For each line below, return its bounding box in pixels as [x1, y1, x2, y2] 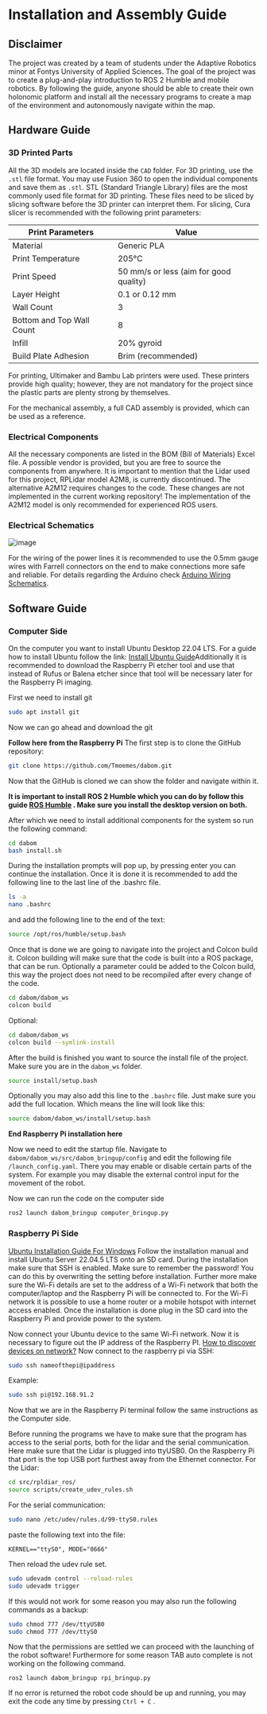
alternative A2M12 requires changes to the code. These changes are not [8, 483, 245, 492]
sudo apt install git [8, 708, 80, 716]
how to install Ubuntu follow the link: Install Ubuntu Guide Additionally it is [8, 652, 247, 661]
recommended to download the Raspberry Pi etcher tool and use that [8, 660, 235, 669]
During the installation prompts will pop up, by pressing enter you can [8, 861, 236, 871]
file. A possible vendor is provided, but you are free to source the [8, 457, 222, 467]
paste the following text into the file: [8, 1530, 126, 1539]
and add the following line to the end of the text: [8, 915, 165, 925]
